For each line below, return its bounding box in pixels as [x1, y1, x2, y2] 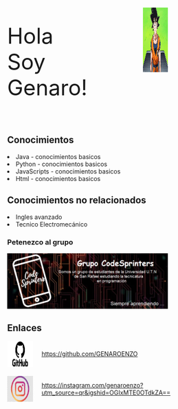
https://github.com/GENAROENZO [41, 350, 138, 358]
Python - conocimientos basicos [16, 160, 108, 168]
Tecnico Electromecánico [16, 220, 88, 228]
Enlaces [7, 322, 43, 334]
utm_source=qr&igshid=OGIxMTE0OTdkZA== [41, 388, 171, 397]
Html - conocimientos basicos [16, 174, 101, 182]
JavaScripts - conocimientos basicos [16, 167, 121, 176]
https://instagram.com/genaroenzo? [41, 381, 144, 389]
